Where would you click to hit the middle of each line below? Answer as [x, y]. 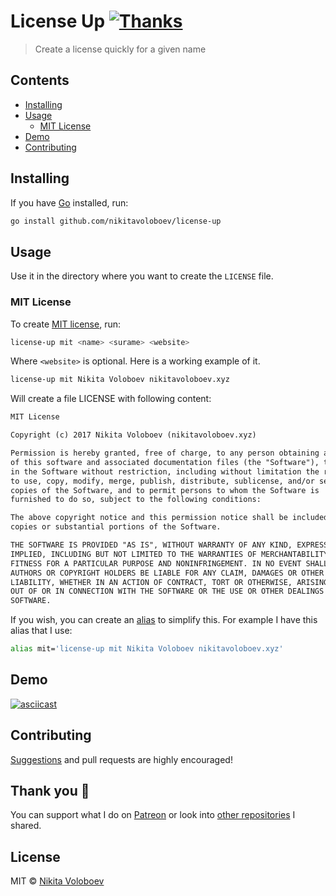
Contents [40, 80]
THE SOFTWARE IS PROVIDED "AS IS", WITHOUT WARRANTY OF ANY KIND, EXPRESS [169, 545]
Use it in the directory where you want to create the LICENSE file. [142, 276]
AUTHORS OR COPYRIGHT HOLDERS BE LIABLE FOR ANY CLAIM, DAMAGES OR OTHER [167, 573]
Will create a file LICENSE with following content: [111, 399]
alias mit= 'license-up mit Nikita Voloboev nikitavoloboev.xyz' [147, 649]
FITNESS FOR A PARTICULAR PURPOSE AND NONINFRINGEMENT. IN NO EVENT [156, 563]
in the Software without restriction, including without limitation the [165, 471]
